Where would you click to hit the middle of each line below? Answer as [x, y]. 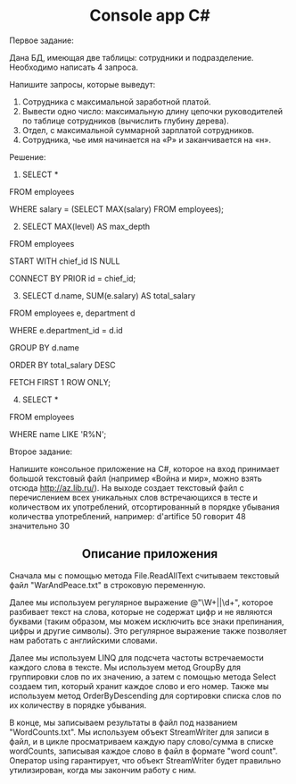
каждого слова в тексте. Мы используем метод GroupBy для [125, 667]
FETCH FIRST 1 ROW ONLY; [60, 382]
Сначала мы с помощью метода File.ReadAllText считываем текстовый [144, 575]
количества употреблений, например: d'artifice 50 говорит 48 [128, 516]
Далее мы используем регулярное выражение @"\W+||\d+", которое [141, 602]
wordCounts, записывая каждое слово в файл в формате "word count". [144, 751]
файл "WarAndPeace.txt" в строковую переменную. [108, 585]
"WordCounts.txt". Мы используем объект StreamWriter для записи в [139, 732]
